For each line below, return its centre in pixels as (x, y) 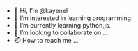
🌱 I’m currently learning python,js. (62, 25)
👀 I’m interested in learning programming (72, 18)
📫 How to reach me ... (46, 40)
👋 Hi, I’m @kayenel (41, 11)
